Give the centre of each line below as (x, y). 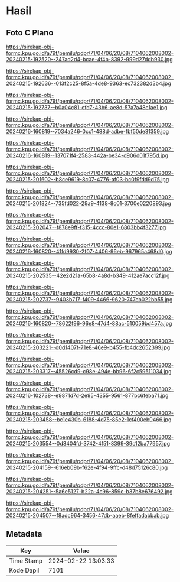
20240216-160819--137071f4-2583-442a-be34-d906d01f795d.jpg (87, 155)
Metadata (24, 534)
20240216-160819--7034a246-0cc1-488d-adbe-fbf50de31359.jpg (88, 131)
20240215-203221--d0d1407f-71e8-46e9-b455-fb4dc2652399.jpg (88, 347)
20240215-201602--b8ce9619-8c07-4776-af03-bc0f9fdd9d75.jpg (88, 179)
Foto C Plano (30, 33)
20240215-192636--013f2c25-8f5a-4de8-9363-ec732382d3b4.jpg (89, 83)
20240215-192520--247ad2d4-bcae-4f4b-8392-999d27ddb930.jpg (89, 59)
